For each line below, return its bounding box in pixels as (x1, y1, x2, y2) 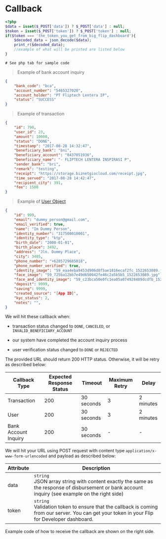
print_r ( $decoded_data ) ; (14, 43, 65, 48)
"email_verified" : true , (14, 221, 65, 227)
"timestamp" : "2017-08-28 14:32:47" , (14, 143, 92, 149)
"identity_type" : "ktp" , (14, 236, 65, 241)
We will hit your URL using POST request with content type (5, 448, 125, 454)
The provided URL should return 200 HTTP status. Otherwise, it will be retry (5, 356, 160, 362)
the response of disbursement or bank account (34, 484, 143, 491)
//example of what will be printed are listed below (14, 47, 125, 52)
